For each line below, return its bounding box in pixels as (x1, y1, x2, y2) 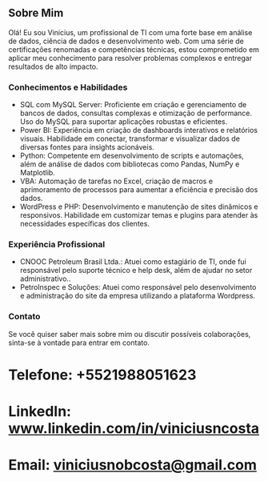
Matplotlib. (19, 168, 56, 178)
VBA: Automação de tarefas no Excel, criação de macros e (19, 176, 214, 186)
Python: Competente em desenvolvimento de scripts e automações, (19, 151, 244, 161)
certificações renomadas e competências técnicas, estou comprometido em (8, 44, 260, 54)
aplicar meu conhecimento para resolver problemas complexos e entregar (8, 53, 253, 62)
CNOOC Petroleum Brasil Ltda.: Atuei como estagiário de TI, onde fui (19, 257, 246, 267)
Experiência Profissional (8, 239, 106, 251)
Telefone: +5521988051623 (8, 366, 197, 383)
